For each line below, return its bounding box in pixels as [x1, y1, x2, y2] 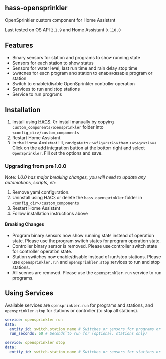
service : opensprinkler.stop [5, 340, 65, 345]
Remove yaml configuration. [12, 189, 70, 195]
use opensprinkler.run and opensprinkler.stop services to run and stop [12, 259, 160, 265]
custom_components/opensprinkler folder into [12, 124, 104, 130]
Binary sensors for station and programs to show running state [12, 54, 140, 60]
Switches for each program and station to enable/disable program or [12, 70, 153, 76]
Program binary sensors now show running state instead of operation [12, 232, 154, 238]
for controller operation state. [12, 248, 73, 254]
